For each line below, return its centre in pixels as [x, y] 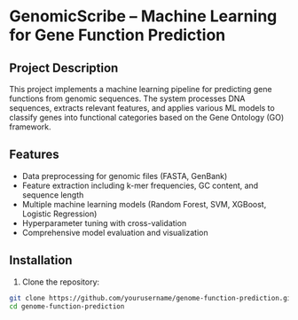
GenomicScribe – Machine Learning [143, 16]
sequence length [53, 195]
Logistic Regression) [59, 214]
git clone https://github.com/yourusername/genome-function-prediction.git [152, 298]
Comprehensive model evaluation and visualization [115, 232]
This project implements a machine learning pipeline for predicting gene [141, 89]
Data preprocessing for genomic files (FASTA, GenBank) [125, 176]
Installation [41, 260]
